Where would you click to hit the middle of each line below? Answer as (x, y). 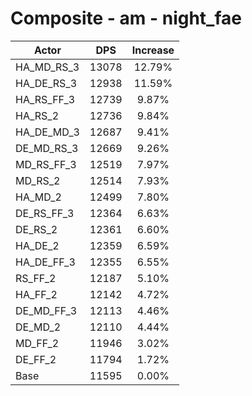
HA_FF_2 (36, 294)
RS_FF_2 (36, 278)
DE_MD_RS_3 (47, 148)
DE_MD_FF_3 (46, 310)
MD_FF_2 (37, 343)
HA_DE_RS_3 (46, 83)
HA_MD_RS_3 (47, 67)
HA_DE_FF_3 (45, 262)
